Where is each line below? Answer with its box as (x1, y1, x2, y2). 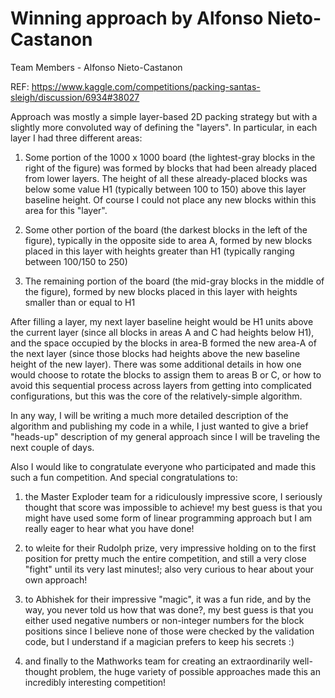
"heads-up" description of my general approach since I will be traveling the (10, 430, 321, 442)
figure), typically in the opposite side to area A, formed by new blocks (24, 234, 313, 246)
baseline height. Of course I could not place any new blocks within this (24, 193, 317, 206)
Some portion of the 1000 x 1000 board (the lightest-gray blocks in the (24, 151, 316, 163)
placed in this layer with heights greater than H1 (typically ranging (24, 245, 295, 257)
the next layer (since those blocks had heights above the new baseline (10, 347, 301, 359)
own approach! (24, 573, 88, 586)
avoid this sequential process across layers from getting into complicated (10, 379, 312, 391)
